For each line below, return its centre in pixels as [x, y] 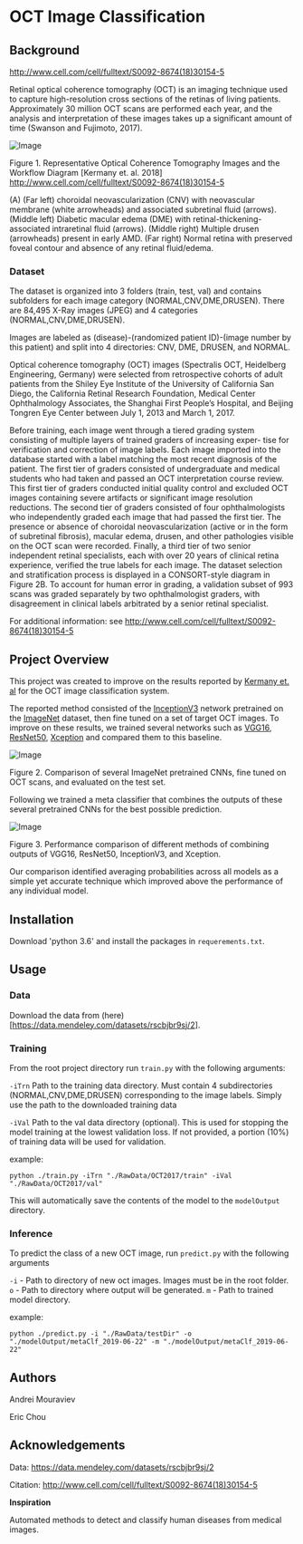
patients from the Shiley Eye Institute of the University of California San [142, 384]
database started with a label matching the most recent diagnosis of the [143, 459]
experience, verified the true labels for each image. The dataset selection [146, 565]
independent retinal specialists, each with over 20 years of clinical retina [144, 555]
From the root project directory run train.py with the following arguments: [147, 1067]
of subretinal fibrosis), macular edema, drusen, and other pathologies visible [151, 536]
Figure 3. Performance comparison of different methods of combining [139, 844]
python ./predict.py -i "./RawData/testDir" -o [101, 1334]
